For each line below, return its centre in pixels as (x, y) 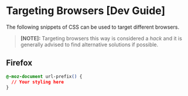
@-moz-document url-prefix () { (44, 76)
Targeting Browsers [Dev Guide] (86, 11)
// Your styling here (38, 82)
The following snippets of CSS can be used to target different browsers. (93, 27)
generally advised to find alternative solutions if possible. (89, 44)
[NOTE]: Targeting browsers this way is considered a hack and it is (101, 38)
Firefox (19, 63)
